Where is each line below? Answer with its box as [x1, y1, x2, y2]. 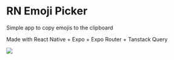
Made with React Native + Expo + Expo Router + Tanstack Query [6, 35, 168, 43]
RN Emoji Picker [6, 4, 88, 18]
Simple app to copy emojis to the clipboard [6, 24, 113, 31]
